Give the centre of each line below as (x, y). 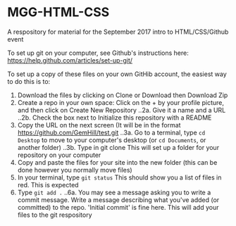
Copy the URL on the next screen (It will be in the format (99, 125)
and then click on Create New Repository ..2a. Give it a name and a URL (122, 110)
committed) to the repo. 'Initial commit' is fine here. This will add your (118, 207)
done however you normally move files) (75, 170)
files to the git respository (55, 215)
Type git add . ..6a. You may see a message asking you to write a (114, 192)
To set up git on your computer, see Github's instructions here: (98, 53)
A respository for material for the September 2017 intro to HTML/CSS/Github (118, 32)
